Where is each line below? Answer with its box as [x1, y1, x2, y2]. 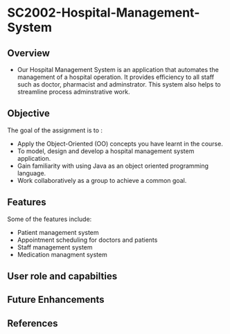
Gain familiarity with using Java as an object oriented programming [17, 161, 209, 170]
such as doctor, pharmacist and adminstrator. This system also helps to [17, 80, 221, 88]
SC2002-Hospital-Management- [7, 5, 200, 21]
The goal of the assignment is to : [7, 126, 103, 134]
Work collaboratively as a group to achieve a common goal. [17, 176, 187, 184]
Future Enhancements [7, 294, 105, 306]
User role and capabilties [7, 270, 118, 282]
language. [17, 168, 46, 177]
